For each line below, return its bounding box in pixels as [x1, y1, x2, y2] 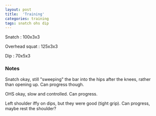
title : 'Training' [5, 12, 45, 17]
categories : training [5, 16, 49, 21]
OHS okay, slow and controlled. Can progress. [5, 91, 98, 97]
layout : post [5, 7, 32, 12]
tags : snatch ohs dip [5, 20, 49, 26]
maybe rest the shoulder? [5, 105, 57, 111]
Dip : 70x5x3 [5, 53, 31, 59]
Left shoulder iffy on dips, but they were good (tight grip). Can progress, [5, 100, 150, 106]
